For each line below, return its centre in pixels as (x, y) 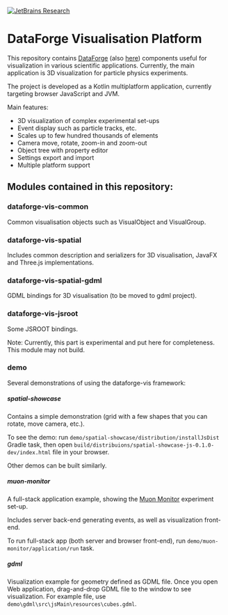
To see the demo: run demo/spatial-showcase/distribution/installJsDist (113, 437)
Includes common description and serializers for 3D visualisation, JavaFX (112, 255)
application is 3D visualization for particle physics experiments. (98, 72)
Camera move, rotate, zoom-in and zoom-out (82, 143)
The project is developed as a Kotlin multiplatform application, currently (109, 86)
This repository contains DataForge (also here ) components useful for (107, 58)
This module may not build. (46, 350)
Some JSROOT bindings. (43, 329)
